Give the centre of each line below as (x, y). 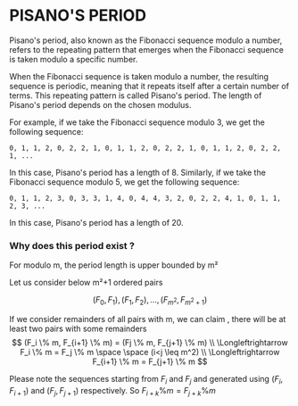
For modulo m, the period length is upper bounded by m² (114, 265)
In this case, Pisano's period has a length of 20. (97, 222)
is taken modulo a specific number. (74, 59)
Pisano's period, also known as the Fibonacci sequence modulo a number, (146, 40)
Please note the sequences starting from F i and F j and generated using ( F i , (146, 380)
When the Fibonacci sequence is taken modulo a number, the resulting (139, 76)
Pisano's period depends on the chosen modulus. (100, 104)
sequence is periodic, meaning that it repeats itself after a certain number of (149, 86)
